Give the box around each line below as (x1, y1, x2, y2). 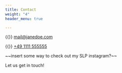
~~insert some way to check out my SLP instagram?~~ (5, 53, 117, 59)
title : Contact (5, 7, 37, 12)
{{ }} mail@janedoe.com (5, 34, 53, 40)
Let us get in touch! (5, 62, 44, 69)
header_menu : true (5, 16, 43, 21)
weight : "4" (5, 12, 30, 17)
